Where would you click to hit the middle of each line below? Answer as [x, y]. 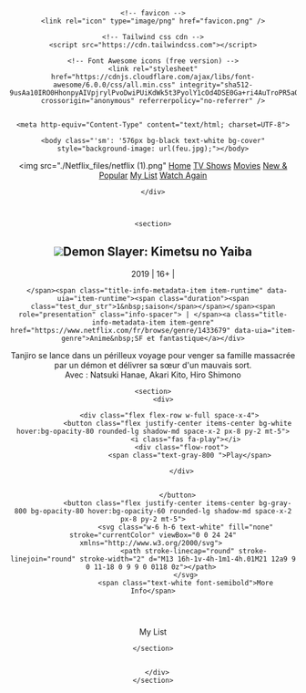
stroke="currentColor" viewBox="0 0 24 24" [153, 535]
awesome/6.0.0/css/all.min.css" [114, 85]
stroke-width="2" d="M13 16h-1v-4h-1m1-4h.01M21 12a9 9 [188, 559]
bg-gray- [275, 503]
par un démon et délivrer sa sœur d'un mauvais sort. [153, 365]
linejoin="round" [43, 559]
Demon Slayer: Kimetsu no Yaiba [158, 252]
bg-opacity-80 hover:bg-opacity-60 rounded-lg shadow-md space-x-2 [161, 511]
